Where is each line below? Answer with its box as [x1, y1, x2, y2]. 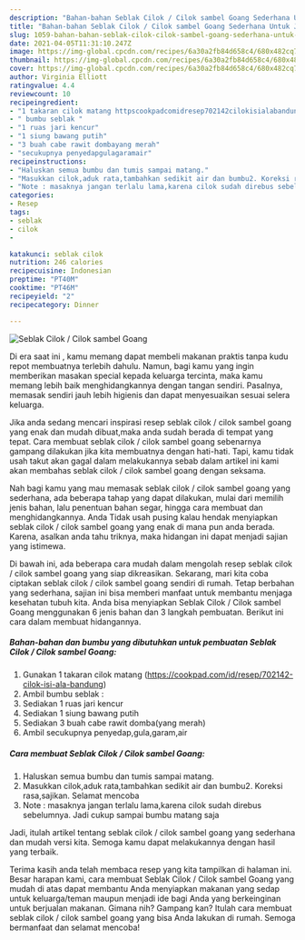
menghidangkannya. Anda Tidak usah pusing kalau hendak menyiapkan [9, 511, 279, 523]
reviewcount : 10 [9, 89, 71, 98]
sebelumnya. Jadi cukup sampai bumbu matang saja [22, 810, 220, 821]
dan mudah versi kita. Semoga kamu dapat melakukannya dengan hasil [9, 837, 275, 848]
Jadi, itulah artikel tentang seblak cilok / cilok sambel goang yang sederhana [9, 827, 296, 838]
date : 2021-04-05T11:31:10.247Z [9, 38, 132, 48]
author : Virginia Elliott [9, 73, 107, 82]
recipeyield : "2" [9, 292, 75, 301]
